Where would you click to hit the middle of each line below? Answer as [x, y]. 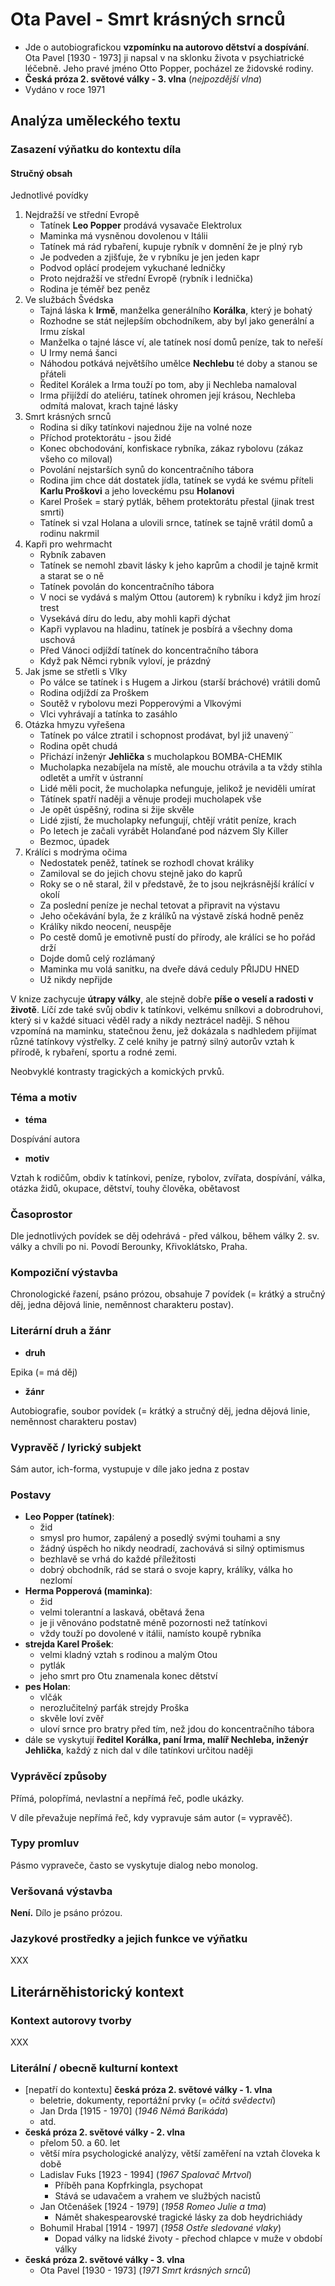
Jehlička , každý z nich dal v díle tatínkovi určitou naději [139, 1750]
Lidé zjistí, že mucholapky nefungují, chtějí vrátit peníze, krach [168, 820]
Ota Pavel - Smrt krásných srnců [148, 19]
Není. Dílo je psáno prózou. [66, 1913]
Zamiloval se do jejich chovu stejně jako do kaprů [141, 874]
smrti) [52, 512]
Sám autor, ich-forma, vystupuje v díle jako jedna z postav [130, 1469]
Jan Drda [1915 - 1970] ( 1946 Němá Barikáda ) [134, 2111]
